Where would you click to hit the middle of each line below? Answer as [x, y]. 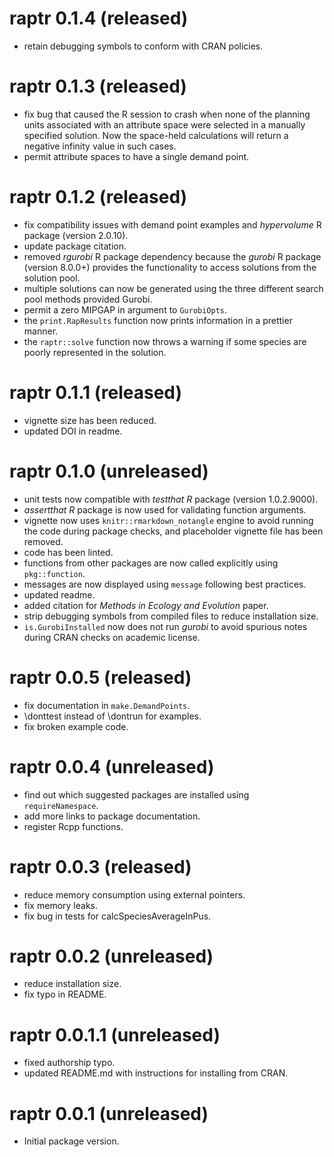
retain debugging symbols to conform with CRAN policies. [143, 46]
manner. [41, 331]
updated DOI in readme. [73, 431]
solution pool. [52, 278]
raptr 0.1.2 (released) [98, 197]
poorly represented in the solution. [95, 352]
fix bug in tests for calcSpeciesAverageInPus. [117, 916]
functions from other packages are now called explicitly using [151, 563]
